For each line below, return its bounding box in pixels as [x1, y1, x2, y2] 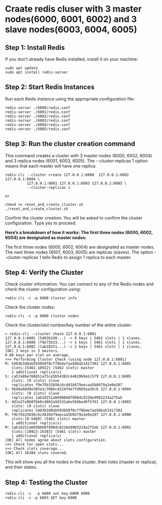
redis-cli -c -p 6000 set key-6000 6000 [5, 491, 90, 496]
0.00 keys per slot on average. [5, 353, 70, 358]
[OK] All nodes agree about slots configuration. [5, 438, 108, 443]
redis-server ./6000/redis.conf [5, 105, 70, 110]
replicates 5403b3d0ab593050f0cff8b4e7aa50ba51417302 [11, 408, 123, 413]
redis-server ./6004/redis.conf [5, 122, 70, 127]
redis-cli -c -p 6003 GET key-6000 [5, 495, 77, 501]
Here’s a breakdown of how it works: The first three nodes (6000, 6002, [5, 229, 153, 235]
